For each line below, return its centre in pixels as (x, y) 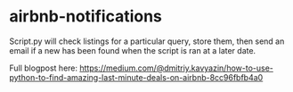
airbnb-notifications (86, 17)
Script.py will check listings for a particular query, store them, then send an (147, 41)
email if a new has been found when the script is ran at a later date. (133, 50)
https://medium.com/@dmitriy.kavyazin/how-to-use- (176, 68)
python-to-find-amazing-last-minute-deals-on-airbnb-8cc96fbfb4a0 (136, 77)
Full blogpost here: (44, 68)
